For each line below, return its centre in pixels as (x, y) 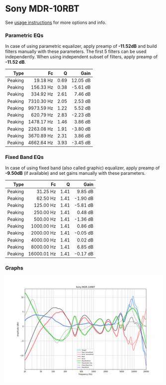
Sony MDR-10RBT (42, 9)
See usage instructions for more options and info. (56, 22)
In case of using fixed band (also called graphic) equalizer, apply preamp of (83, 168)
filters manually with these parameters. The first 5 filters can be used (76, 52)
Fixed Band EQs (24, 157)
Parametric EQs (24, 35)
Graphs (14, 268)
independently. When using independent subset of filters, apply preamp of (82, 57)
